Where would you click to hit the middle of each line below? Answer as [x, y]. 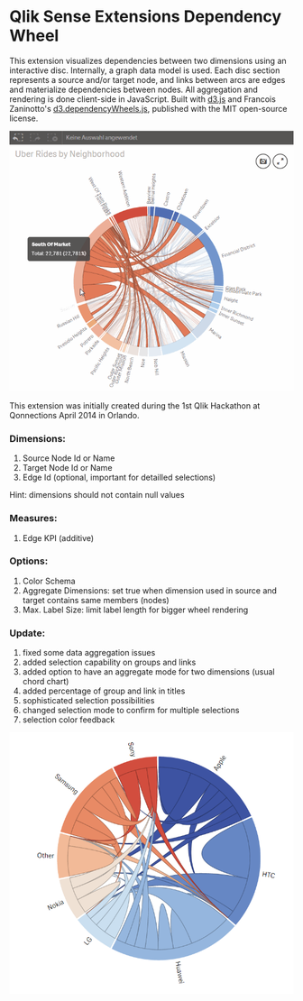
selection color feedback [69, 720]
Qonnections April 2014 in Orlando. [74, 415]
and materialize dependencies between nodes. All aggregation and [134, 89]
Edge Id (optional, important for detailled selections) [119, 478]
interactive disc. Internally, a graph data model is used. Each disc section [145, 70]
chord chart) [46, 682]
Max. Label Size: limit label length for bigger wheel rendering [135, 610]
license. [24, 118]
